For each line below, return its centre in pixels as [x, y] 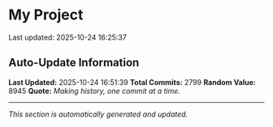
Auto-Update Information [74, 63]
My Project [46, 15]
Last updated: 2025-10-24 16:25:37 [68, 37]
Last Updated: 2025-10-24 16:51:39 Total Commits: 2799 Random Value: [132, 82]
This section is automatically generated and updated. [98, 114]
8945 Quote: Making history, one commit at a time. [95, 91]
